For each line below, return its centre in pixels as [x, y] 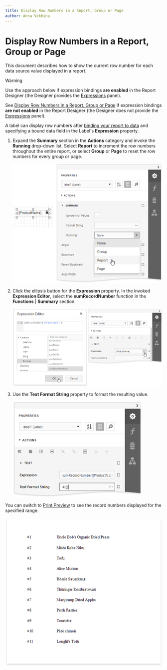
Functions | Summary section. [44, 301]
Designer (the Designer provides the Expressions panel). [63, 95]
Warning [14, 80]
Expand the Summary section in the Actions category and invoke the [84, 140]
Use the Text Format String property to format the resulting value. [80, 394]
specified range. [22, 510]
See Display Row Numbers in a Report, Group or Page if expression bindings [83, 105]
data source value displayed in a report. [46, 71]
